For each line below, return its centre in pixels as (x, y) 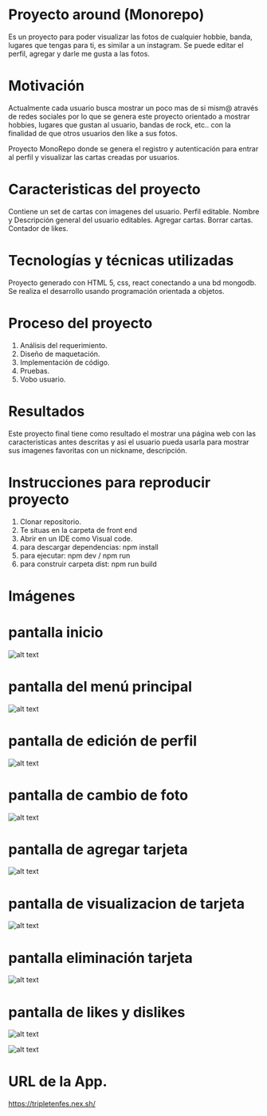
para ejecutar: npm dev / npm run (75, 555)
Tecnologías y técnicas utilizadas (121, 260)
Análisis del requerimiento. (63, 345)
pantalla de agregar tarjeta (98, 849)
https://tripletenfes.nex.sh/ (52, 1104)
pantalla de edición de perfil (103, 740)
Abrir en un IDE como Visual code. (76, 538)
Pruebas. (35, 370)
